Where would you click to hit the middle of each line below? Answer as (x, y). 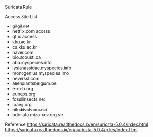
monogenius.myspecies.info (41, 73)
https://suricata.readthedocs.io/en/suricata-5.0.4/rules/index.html (71, 129)
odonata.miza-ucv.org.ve (37, 115)
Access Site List (21, 16)
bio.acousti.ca (26, 57)
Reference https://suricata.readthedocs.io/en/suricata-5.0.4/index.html (76, 124)
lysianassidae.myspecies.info (42, 68)
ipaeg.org (22, 104)
